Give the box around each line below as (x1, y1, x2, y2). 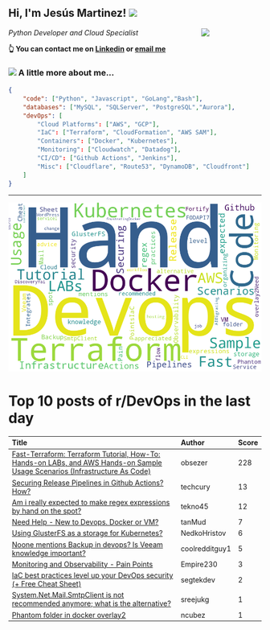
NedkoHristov (180, 529, 227, 538)
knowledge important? (11, 548, 86, 558)
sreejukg (180, 595, 210, 604)
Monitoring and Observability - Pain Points (11, 559, 153, 569)
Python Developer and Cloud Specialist (8, 27, 139, 37)
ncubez (180, 610, 206, 620)
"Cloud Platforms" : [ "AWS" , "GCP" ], (37, 120, 160, 128)
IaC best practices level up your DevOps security (11, 570, 174, 580)
